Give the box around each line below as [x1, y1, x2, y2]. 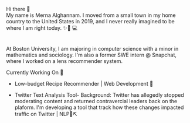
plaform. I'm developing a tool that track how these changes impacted [14, 104, 184, 111]
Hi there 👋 [6, 6, 30, 12]
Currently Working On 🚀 [6, 69, 64, 76]
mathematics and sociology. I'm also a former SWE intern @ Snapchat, [6, 51, 177, 58]
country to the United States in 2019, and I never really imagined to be [6, 18, 175, 24]
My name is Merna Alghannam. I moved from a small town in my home [6, 12, 176, 19]
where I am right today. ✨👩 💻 [6, 24, 78, 31]
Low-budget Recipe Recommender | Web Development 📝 [14, 80, 154, 87]
